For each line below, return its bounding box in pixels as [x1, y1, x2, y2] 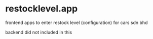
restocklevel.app [5, 3, 78, 14]
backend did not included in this [5, 29, 72, 35]
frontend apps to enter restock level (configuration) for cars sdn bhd [5, 19, 148, 25]
